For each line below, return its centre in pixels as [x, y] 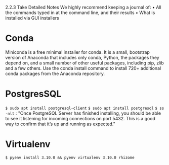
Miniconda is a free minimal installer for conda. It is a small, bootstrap [78, 52]
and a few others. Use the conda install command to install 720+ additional [83, 68]
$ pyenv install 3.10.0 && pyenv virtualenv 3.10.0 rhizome [70, 157]
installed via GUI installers [32, 18]
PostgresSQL [33, 94]
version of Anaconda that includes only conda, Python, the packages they [82, 57]
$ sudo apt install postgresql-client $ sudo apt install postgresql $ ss [85, 108]
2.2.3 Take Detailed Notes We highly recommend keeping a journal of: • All [83, 7]
